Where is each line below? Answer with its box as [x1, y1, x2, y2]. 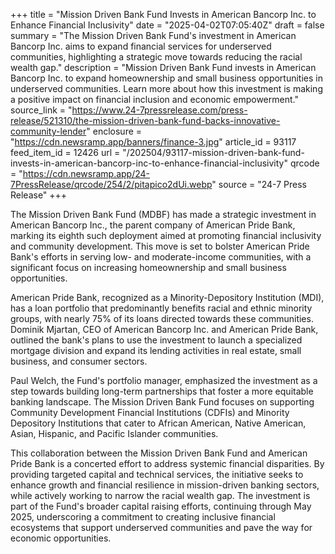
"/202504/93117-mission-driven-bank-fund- [122, 147, 305, 158]
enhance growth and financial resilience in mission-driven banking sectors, [10, 479, 320, 491]
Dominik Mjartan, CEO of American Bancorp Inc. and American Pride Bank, [10, 324, 319, 335]
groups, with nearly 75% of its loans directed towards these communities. [10, 313, 314, 324]
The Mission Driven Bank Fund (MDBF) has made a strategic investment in [10, 209, 317, 220]
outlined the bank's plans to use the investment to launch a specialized [10, 334, 303, 346]
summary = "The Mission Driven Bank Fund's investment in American [10, 30, 297, 41]
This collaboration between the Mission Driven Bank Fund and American [10, 447, 308, 459]
